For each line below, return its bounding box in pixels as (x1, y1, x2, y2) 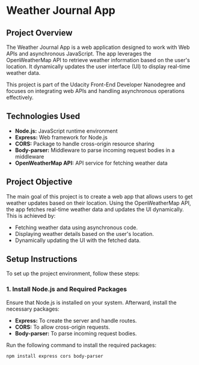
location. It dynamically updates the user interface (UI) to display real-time (6, 63, 191, 70)
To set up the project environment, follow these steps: (6, 270, 140, 278)
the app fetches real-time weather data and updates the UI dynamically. (6, 206, 185, 213)
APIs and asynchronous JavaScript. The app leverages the (6, 50, 152, 57)
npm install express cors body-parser (6, 353, 103, 359)
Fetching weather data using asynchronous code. (14, 224, 138, 231)
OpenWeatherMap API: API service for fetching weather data (14, 159, 168, 167)
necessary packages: (6, 305, 60, 313)
